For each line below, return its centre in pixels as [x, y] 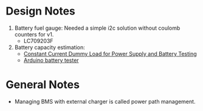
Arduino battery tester [51, 60]
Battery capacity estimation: [50, 47]
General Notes [43, 85]
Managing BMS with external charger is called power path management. [105, 101]
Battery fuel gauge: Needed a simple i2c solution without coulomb [97, 28]
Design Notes [40, 11]
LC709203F [38, 41]
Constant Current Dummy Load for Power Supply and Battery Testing [110, 53]
